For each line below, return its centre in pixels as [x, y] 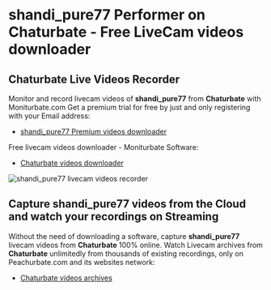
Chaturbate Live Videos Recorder [94, 79]
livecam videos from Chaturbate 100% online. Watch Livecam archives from [135, 245]
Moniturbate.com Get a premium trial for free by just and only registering [129, 107]
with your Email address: [49, 116]
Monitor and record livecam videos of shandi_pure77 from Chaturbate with [135, 98]
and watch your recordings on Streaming [114, 217]
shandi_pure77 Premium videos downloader [93, 132]
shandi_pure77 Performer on [107, 15]
